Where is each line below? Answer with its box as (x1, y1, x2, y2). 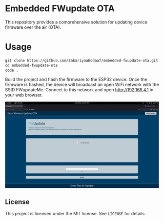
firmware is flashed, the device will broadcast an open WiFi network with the (5, 81, 159, 87)
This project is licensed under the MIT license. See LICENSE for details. (5, 211, 146, 217)
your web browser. (5, 92, 43, 98)
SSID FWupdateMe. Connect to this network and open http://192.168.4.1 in (5, 86, 154, 93)
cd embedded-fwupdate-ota (5, 63, 58, 68)
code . (5, 68, 19, 73)
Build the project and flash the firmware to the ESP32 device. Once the (5, 76, 147, 82)
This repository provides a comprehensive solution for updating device (5, 19, 147, 25)
